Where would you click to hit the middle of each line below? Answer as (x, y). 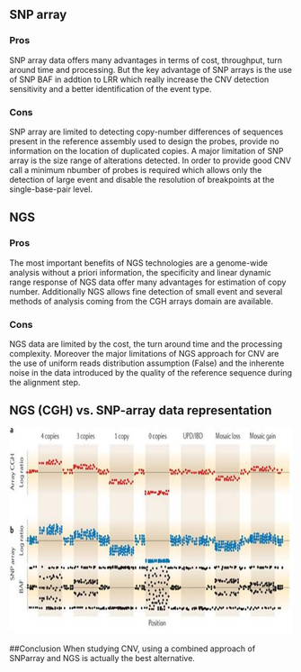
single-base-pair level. (51, 189)
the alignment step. (45, 382)
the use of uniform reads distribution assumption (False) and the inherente (147, 363)
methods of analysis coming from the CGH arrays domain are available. (142, 301)
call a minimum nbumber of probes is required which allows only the (136, 169)
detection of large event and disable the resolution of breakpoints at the (142, 179)
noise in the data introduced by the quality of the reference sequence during (151, 372)
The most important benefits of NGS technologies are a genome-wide (138, 263)
